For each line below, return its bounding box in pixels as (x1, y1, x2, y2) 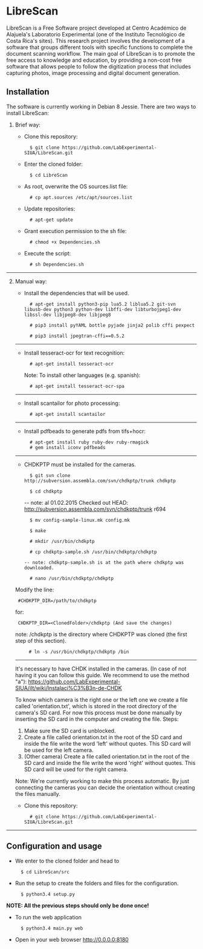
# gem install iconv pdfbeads (29, 444, 106, 450)
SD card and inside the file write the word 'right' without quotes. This (24, 759, 196, 766)
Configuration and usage (6, 841, 103, 852)
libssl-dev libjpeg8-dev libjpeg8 (24, 312, 111, 318)
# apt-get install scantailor (29, 411, 106, 417)
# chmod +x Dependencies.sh (29, 239, 101, 245)
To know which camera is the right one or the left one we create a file (14, 696, 188, 703)
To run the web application (14, 913, 82, 921)
